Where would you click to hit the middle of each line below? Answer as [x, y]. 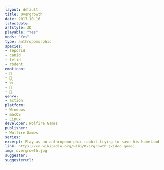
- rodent [14, 64]
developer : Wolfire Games [31, 123]
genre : [12, 96]
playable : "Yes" [22, 32]
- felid [13, 60]
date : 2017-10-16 [23, 19]
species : [14, 46]
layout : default [22, 10]
